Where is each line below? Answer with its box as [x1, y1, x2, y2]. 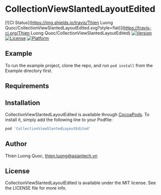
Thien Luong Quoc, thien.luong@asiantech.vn [5, 153, 98, 159]
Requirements [5, 82, 49, 90]
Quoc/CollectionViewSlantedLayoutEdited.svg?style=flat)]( [5, 24, 124, 30]
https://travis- [123, 24, 152, 30]
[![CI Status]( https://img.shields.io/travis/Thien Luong [5, 20, 113, 25]
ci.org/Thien [5, 30, 30, 36]
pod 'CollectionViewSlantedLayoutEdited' [5, 126, 91, 131]
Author [5, 140, 27, 148]
